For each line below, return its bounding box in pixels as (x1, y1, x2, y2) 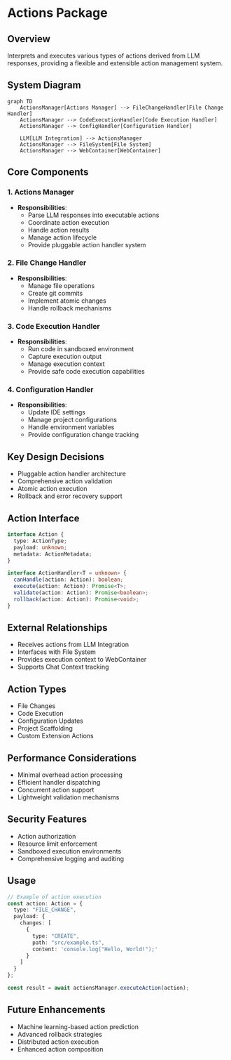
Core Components (7, 166, 89, 178)
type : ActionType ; (13, 537, 68, 544)
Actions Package (7, 5, 108, 21)
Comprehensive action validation (17, 477, 113, 485)
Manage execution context (27, 360, 105, 368)
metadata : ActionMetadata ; (13, 550, 92, 558)
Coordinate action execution (27, 218, 110, 226)
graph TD (7, 98, 33, 105)
